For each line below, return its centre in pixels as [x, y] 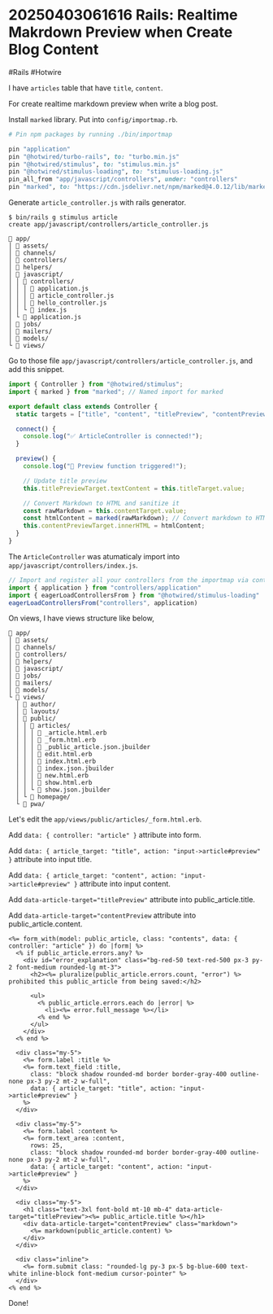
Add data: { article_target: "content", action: [93, 875]
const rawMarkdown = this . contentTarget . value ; [105, 510]
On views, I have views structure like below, [81, 618]
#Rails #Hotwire [35, 72]
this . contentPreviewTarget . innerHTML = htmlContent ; [114, 526]
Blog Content [54, 50]
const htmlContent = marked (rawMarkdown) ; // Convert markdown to [138, 519]
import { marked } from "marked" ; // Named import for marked [116, 392]
